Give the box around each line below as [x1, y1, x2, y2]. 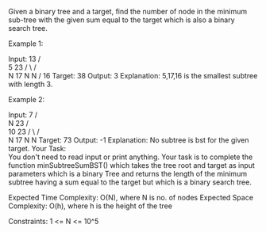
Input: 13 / [8, 55, 41, 63]
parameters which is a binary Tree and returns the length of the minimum [8, 169, 248, 178]
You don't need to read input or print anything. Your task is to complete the [8, 152, 253, 162]
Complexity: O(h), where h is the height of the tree [8, 201, 173, 211]
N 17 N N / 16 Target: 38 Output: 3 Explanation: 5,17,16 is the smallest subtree [8, 71, 258, 80]
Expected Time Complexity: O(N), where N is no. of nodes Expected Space [8, 193, 254, 202]
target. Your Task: [8, 144, 67, 153]
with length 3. [8, 79, 53, 89]
